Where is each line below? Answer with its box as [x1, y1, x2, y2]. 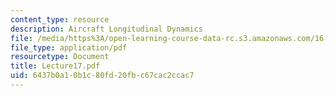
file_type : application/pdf [10, 42, 128, 53]
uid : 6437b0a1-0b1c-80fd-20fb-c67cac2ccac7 [10, 71, 195, 81]
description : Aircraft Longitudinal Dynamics [10, 24, 203, 34]
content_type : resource [10, 14, 110, 25]
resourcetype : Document [10, 52, 110, 62]
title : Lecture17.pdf [10, 61, 101, 71]
